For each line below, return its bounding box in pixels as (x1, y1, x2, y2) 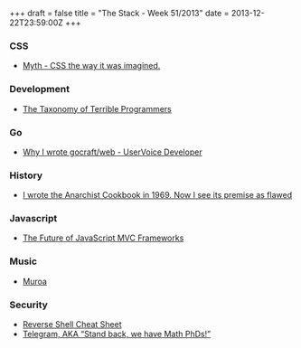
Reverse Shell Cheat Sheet (22, 319, 122, 330)
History (9, 169, 43, 182)
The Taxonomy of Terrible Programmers (22, 103, 172, 114)
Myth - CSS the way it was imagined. (22, 61, 161, 71)
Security (9, 298, 48, 311)
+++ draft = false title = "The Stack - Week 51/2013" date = (9, 8, 230, 18)
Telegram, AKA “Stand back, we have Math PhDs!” (22, 329, 211, 340)
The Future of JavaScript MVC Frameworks (22, 232, 184, 243)
